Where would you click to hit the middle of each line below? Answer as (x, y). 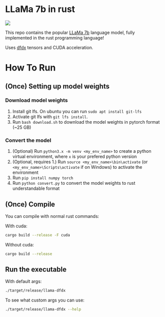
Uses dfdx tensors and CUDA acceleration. (49, 47)
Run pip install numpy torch (43, 178)
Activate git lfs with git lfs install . (50, 117)
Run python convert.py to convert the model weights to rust (74, 183)
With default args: (23, 281)
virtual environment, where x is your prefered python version (75, 157)
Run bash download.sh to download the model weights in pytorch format (86, 122)
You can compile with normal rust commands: (52, 216)
